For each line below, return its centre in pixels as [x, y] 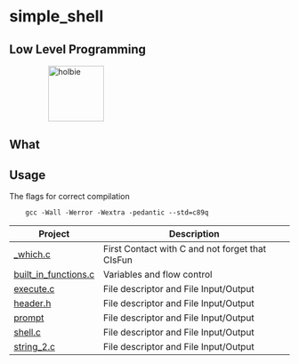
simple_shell [57, 16]
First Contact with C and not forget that [185, 249]
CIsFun [118, 260]
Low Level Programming [78, 49]
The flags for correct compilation [70, 197]
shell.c [28, 333]
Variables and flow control [158, 275]
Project [54, 234]
